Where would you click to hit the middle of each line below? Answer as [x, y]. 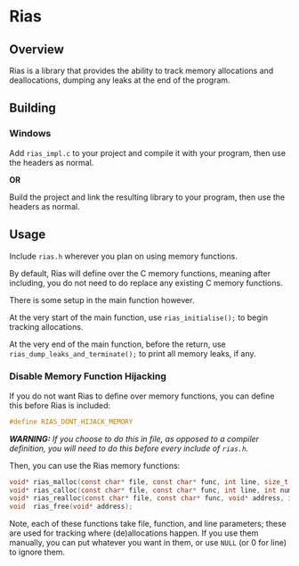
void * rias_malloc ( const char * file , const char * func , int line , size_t [149, 482]
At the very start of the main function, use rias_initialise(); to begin [139, 317]
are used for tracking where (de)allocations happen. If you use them [134, 533]
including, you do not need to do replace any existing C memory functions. [146, 283]
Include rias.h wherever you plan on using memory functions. [123, 256]
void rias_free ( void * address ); [71, 507]
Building [32, 108]
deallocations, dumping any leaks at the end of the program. [120, 80]
